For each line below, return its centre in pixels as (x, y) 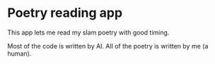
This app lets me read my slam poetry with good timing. (88, 32)
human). (19, 53)
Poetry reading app (65, 13)
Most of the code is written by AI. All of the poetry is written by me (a (108, 46)
